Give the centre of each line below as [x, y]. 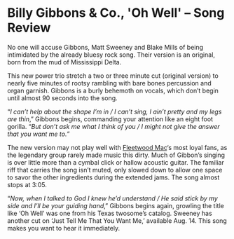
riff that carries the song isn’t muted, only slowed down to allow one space [115, 170]
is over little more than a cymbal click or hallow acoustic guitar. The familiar [116, 162]
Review [29, 28]
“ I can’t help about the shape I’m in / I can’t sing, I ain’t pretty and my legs [115, 111]
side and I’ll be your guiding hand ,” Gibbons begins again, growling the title [116, 205]
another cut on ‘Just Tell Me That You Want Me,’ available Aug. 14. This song [117, 220]
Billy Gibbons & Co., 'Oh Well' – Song [116, 13]
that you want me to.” [39, 134]
